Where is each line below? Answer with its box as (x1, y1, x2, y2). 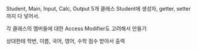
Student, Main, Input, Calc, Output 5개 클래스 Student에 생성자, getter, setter (6, 5, 191, 12)
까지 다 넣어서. (6, 12, 40, 19)
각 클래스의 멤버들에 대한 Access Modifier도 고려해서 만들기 (6, 25, 147, 32)
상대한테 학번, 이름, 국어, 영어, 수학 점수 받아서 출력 (6, 38, 125, 44)
